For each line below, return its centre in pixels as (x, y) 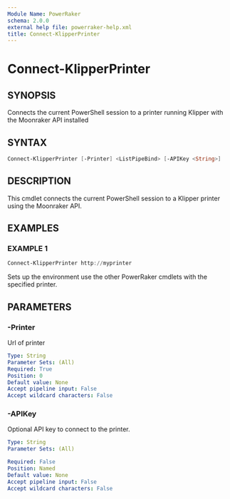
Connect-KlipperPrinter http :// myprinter (70, 263)
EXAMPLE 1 (28, 249)
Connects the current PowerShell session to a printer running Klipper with (115, 113)
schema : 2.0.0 (28, 21)
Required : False (31, 462)
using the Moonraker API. (45, 206)
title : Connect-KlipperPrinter (54, 34)
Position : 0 (25, 376)
